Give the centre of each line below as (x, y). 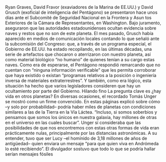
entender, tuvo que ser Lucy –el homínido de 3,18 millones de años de (76, 138)
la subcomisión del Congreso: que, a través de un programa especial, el (79, 44)
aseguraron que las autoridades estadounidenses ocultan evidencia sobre (81, 28)
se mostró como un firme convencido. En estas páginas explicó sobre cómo (83, 101)
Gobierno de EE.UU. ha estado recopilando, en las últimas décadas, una (79, 49)
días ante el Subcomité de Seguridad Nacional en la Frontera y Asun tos (79, 18)
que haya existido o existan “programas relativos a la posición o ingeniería (81, 75)
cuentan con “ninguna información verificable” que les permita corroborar (81, 70)
